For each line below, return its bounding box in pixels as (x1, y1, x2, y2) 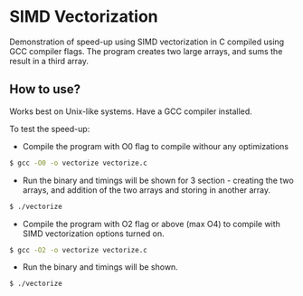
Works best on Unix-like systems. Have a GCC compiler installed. (9, 106, 253, 117)
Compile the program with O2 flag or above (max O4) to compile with (22, 218, 280, 229)
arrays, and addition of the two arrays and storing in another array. (22, 184, 271, 196)
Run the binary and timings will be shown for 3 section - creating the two (22, 175, 294, 186)
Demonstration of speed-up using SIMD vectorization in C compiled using (9, 36, 285, 47)
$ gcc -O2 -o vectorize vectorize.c (9, 245, 147, 254)
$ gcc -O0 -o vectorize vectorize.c (9, 158, 147, 167)
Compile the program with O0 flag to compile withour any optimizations (22, 140, 289, 151)
